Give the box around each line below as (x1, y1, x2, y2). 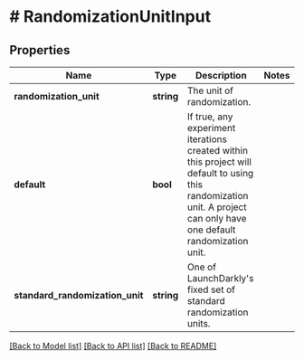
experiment (186, 122, 236, 134)
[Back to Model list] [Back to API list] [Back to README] (9, 341, 217, 351)
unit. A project (186, 201, 247, 213)
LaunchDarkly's (186, 272, 254, 284)
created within (186, 145, 249, 156)
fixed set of (186, 283, 235, 296)
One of (186, 261, 217, 273)
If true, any (186, 110, 233, 123)
